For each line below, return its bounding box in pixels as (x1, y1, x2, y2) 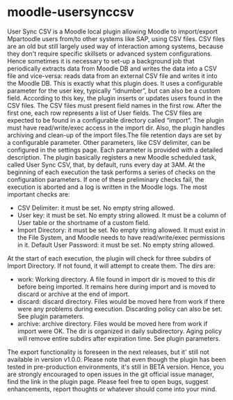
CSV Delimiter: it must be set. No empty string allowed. (17, 203, 175, 212)
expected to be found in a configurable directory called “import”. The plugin (7, 116, 224, 124)
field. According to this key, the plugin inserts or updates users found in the (7, 93, 223, 102)
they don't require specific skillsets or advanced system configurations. (7, 49, 213, 58)
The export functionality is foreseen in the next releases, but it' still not (7, 348, 210, 356)
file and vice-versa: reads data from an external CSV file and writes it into (7, 71, 218, 80)
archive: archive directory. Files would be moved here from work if (17, 319, 208, 328)
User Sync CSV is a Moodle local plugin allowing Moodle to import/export (7, 27, 218, 36)
